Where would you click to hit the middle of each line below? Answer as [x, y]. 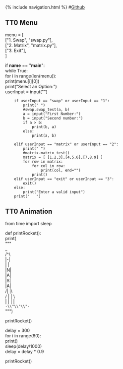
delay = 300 [18, 330]
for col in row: [48, 166]
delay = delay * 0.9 [25, 351]
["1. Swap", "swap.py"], [29, 40]
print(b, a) [44, 127]
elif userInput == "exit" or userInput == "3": [64, 179]
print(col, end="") [61, 170]
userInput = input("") [27, 92]
